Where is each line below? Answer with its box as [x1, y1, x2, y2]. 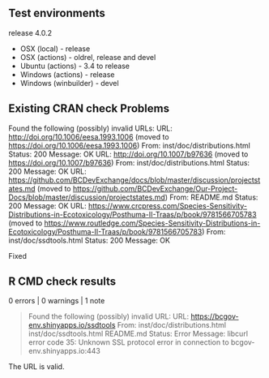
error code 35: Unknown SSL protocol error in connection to [28, 337, 229, 347]
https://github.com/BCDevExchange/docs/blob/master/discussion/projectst [8, 174, 261, 185]
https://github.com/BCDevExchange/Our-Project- [72, 183, 238, 193]
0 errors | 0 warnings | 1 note [8, 296, 105, 306]
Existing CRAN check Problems [8, 101, 170, 116]
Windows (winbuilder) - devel [19, 78, 119, 88]
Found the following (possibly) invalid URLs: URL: [8, 123, 173, 133]
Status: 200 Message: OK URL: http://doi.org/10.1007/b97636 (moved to [8, 149, 249, 159]
